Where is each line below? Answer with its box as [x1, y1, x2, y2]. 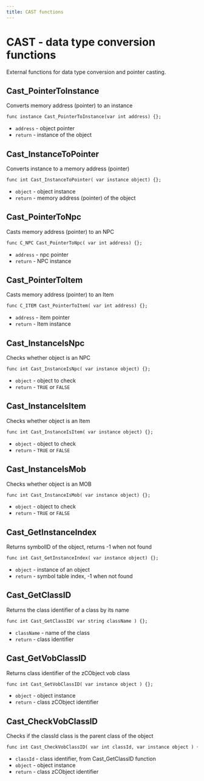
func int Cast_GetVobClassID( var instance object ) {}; [6, 681, 154, 687]
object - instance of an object [15, 566, 90, 573]
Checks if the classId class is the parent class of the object [6, 732, 154, 740]
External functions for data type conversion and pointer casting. [6, 68, 166, 75]
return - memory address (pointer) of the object [15, 194, 136, 201]
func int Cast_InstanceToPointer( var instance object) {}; [6, 177, 162, 183]
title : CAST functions [6, 9, 64, 15]
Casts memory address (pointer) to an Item [6, 291, 114, 298]
